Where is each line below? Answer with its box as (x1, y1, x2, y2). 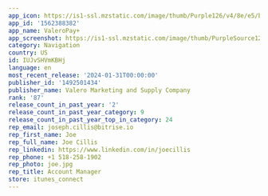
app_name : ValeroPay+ (8, 26, 81, 34)
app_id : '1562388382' (8, 19, 81, 27)
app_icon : (8, 11, 41, 20)
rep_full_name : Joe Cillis (8, 138, 98, 146)
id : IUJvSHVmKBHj (8, 57, 66, 65)
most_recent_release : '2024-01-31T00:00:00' (8, 71, 159, 79)
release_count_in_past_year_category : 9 (8, 109, 145, 117)
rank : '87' (8, 94, 45, 102)
